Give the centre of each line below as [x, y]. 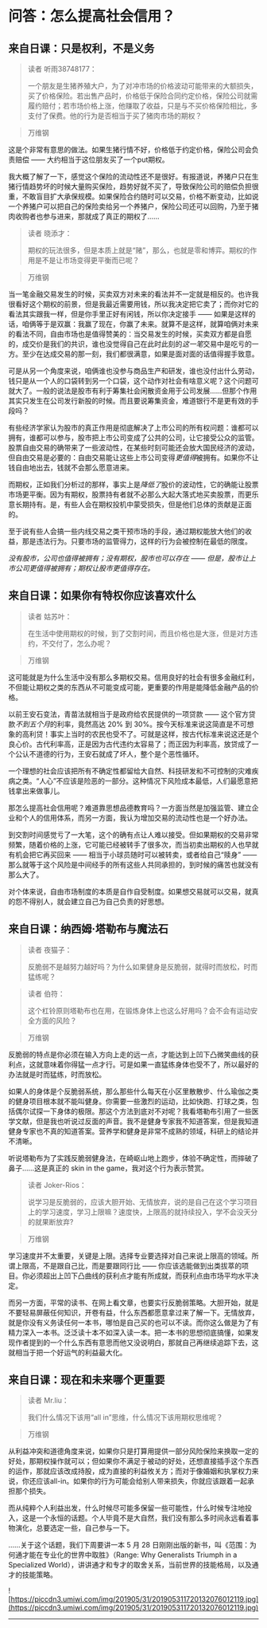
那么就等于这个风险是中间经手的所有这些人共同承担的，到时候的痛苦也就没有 [133, 864]
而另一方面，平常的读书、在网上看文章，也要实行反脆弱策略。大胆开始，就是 [133, 1302]
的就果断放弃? [50, 1221]
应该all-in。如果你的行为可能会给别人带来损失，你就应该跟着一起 [141, 1481]
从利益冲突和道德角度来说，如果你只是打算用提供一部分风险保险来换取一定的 [133, 1451]
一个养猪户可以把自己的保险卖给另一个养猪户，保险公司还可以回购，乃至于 [130, 206]
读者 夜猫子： [50, 950]
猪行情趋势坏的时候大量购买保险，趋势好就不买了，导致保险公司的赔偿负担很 [133, 187]
